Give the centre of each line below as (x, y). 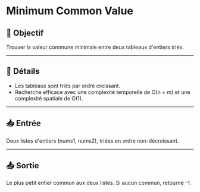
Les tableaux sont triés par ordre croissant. (68, 86)
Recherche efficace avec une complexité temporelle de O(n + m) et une (102, 92)
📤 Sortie (23, 166)
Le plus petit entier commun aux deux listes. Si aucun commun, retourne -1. (99, 183)
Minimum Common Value (70, 11)
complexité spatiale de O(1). (49, 98)
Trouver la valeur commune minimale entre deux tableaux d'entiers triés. (95, 47)
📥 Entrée (24, 123)
